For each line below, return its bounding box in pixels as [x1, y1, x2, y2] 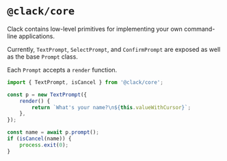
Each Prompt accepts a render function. [7, 65, 118, 74]
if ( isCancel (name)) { [7, 135, 72, 143]
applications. [18, 32, 55, 40]
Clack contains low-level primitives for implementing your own [7, 25, 183, 33]
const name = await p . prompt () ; [7, 129, 99, 136]
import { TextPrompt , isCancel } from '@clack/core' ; [7, 78, 164, 86]
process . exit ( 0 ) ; [19, 141, 69, 148]
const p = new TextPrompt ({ [7, 91, 88, 98]
